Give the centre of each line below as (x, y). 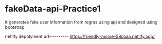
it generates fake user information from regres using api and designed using (81, 22)
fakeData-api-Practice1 (53, 9)
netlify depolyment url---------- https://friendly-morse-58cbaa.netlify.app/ (80, 36)
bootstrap (15, 27)
